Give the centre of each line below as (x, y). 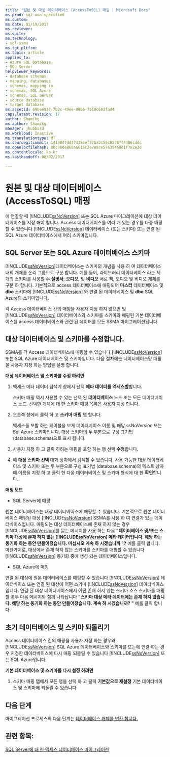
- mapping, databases (28, 81)
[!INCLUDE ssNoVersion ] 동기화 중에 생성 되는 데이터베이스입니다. (71, 556)
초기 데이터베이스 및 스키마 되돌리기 (58, 627)
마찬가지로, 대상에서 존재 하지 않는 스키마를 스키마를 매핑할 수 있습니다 (75, 550)
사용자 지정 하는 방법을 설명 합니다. (45, 365)
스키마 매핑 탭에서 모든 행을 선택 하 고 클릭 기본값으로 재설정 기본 (77, 682)
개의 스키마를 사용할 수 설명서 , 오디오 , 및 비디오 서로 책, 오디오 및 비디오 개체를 (83, 279)
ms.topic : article (25, 53)
